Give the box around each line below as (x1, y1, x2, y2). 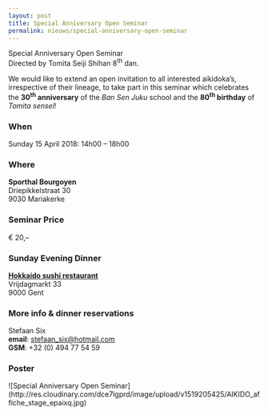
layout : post (8, 11, 52, 20)
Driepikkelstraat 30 (8, 186, 71, 195)
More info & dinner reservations (8, 308, 134, 319)
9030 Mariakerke (8, 194, 66, 204)
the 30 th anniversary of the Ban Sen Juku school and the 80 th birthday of (8, 91, 254, 102)
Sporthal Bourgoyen (8, 177, 78, 187)
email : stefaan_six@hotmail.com (8, 334, 115, 344)
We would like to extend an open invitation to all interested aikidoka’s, (8, 74, 238, 84)
